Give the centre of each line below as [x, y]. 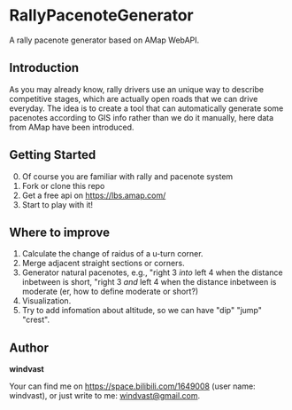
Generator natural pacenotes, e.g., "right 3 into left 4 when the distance [152, 272]
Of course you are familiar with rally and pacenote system [127, 176]
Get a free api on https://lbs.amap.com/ [94, 195]
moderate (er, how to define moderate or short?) [110, 292]
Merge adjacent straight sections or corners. [103, 264]
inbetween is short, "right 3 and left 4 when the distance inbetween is [149, 282]
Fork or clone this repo [63, 185]
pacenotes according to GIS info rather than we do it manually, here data [142, 117]
